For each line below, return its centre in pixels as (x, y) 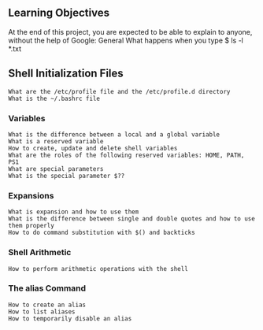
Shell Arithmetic (40, 253)
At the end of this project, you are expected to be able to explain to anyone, (130, 32)
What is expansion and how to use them (74, 212)
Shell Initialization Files (66, 74)
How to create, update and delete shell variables (93, 148)
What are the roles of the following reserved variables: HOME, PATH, (126, 155)
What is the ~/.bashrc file (54, 98)
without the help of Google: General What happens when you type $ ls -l (126, 40)
